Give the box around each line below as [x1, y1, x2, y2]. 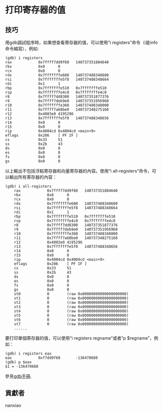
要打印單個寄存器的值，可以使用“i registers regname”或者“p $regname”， [5, 335, 154, 341]
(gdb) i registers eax [5, 351, 52, 356]
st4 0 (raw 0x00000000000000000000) [14, 309, 129, 314]
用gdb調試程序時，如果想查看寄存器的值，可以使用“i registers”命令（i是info [5, 40, 158, 45]
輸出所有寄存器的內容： [9, 174, 57, 180]
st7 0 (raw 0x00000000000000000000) [14, 322, 129, 326]
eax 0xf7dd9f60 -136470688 [5, 355, 98, 360]
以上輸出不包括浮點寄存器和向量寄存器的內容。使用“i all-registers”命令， [5, 168, 152, 174]
